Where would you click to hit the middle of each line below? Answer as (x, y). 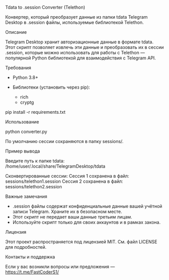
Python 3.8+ (25, 77)
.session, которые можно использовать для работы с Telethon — (75, 53)
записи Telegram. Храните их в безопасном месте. (67, 212)
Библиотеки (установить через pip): (51, 87)
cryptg (27, 102)
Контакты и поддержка (30, 257)
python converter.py (26, 131)
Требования (18, 68)
